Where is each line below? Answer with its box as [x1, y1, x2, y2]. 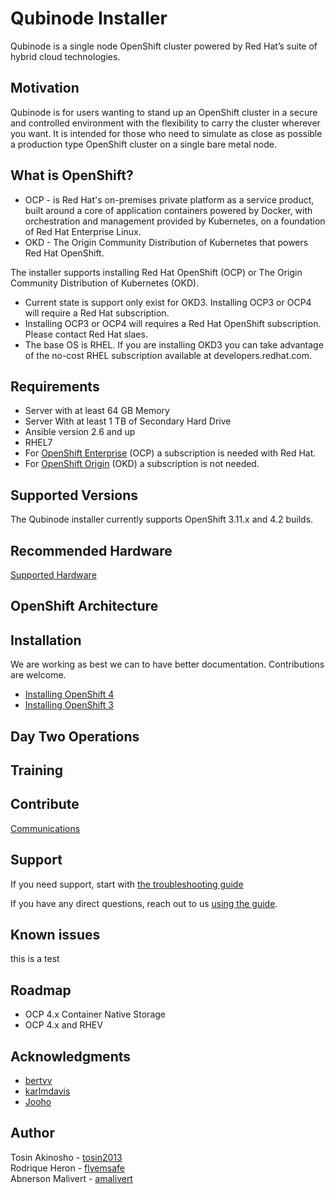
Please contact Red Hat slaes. [24, 328, 148, 340]
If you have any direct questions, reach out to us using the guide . [10, 897, 278, 909]
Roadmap [10, 982, 72, 999]
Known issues [10, 927, 101, 943]
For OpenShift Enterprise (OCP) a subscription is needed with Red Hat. [24, 447, 317, 459]
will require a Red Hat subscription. [24, 307, 170, 319]
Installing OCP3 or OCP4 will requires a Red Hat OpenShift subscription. [24, 317, 322, 329]
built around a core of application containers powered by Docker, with [24, 204, 313, 216]
